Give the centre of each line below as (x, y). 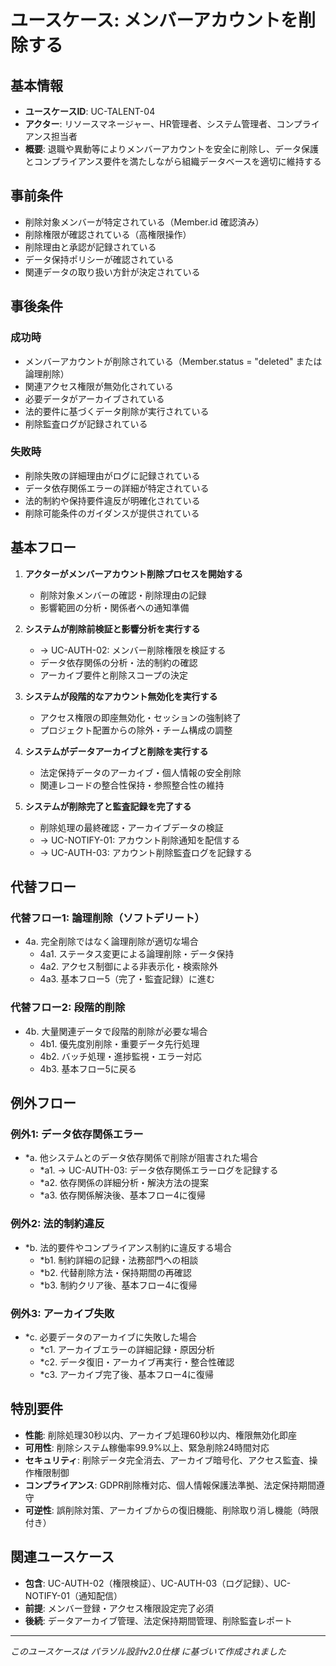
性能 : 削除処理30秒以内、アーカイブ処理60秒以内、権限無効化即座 (160, 1435)
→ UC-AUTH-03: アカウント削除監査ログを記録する (146, 852)
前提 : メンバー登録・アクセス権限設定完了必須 (119, 1608)
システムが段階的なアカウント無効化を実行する (121, 696)
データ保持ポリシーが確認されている (99, 259)
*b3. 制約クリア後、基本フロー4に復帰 (118, 1285)
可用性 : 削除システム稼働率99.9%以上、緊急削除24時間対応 (147, 1447)
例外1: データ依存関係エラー (77, 1134)
